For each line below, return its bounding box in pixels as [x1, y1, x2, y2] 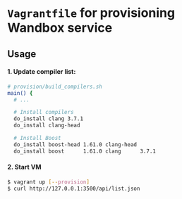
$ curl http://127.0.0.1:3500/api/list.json [7, 185, 140, 192]
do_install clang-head [13, 122, 80, 129]
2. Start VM [7, 163, 42, 172]
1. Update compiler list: [7, 68, 76, 76]
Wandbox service [7, 20, 113, 36]
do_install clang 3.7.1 [13, 115, 83, 122]
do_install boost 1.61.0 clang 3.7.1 [13, 148, 157, 155]
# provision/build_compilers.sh [7, 83, 102, 90]
